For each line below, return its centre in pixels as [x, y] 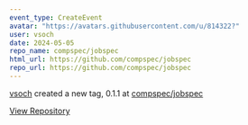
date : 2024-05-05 [42, 43]
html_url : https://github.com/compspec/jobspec [101, 59]
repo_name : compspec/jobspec [64, 51]
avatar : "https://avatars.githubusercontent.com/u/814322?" [125, 26]
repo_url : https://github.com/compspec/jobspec [101, 68]
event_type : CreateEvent [56, 18]
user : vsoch [32, 34]
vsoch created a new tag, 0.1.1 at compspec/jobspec [106, 93]
